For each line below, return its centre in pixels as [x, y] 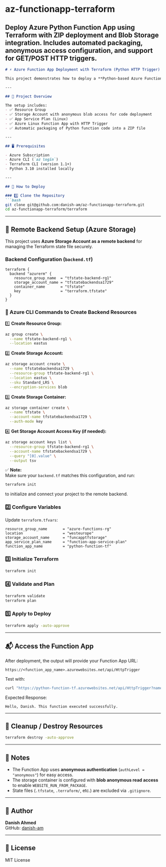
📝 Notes [18, 758]
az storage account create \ [35, 364]
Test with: [15, 679]
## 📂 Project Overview [28, 96]
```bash [13, 200]
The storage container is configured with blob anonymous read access [85, 780]
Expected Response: [26, 697]
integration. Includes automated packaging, [74, 43]
